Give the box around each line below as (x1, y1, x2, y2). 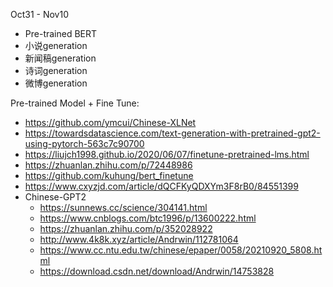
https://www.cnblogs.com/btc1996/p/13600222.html (39, 212, 257, 224)
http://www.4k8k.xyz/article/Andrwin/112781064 (39, 234, 239, 245)
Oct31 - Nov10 (10, 9, 70, 20)
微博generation (24, 77, 88, 89)
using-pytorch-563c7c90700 (24, 138, 145, 149)
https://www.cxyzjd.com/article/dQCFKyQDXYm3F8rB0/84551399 (24, 180, 299, 192)
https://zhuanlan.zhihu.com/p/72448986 (24, 159, 193, 171)
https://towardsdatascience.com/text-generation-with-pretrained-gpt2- (24, 127, 321, 139)
